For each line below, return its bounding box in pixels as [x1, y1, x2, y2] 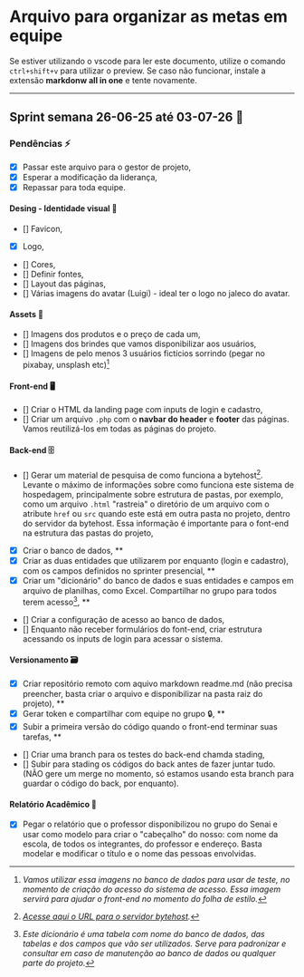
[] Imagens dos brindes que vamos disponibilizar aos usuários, [22, 338, 257, 350]
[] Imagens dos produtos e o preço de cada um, [22, 329, 201, 340]
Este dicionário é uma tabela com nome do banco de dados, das [22, 929, 265, 940]
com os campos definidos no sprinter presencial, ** [22, 566, 215, 576]
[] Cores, [22, 259, 56, 270]
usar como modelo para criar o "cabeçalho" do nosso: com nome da [22, 829, 279, 840]
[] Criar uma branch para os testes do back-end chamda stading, [22, 750, 265, 760]
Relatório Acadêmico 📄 [9, 798, 98, 809]
